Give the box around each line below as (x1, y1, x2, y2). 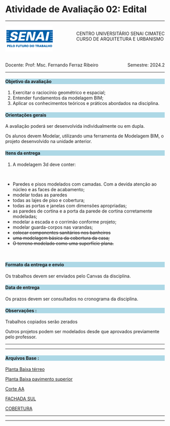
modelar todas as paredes (12, 192, 67, 198)
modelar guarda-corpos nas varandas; (12, 224, 94, 230)
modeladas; (12, 213, 37, 219)
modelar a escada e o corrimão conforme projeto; (12, 219, 117, 225)
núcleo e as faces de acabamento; (12, 186, 85, 192)
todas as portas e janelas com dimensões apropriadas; (12, 202, 127, 208)
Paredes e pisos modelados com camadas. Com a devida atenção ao (12, 181, 157, 187)
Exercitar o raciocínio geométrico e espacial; (12, 90, 106, 96)
